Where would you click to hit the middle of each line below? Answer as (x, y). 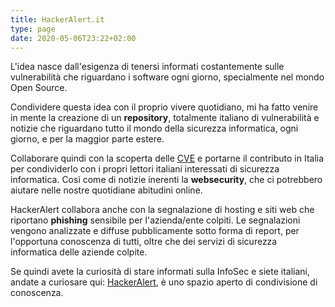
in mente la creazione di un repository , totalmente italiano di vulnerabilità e (165, 118)
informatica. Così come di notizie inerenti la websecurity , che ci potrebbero (166, 180)
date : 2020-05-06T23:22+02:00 (73, 38)
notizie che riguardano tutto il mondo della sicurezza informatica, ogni (154, 128)
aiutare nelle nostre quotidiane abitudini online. (106, 190)
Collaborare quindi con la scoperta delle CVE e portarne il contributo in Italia (167, 158)
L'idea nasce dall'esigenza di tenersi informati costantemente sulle (147, 67)
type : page (33, 29)
